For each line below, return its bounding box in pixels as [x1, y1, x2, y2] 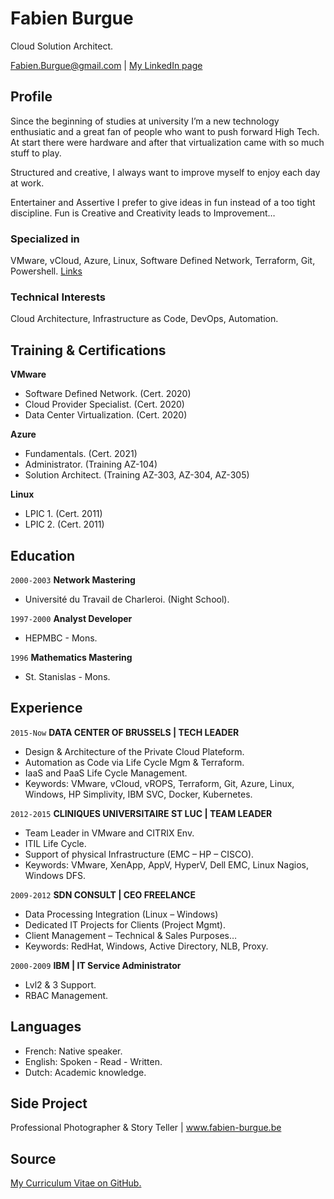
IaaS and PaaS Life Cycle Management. [24, 767, 188, 779]
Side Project [10, 1095, 88, 1112]
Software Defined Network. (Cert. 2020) [24, 388, 192, 400]
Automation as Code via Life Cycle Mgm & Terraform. [24, 756, 245, 768]
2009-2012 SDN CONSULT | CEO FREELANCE [10, 888, 196, 901]
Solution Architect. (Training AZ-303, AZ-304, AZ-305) [24, 469, 250, 481]
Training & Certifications [10, 342, 167, 359]
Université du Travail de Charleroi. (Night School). [24, 593, 230, 605]
